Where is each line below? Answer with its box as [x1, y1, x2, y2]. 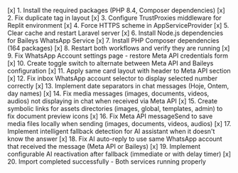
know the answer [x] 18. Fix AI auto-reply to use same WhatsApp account [7, 135, 222, 143]
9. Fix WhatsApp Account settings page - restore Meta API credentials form [7, 51, 229, 60]
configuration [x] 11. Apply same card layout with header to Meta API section [7, 67, 231, 75]
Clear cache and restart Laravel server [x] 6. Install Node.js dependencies [7, 28, 224, 37]
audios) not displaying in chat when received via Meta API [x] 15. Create [7, 97, 218, 105]
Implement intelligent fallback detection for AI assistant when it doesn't [7, 127, 215, 135]
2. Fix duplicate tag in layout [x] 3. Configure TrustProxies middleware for [7, 14, 222, 22]
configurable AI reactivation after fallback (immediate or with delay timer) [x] [7, 150, 232, 158]
